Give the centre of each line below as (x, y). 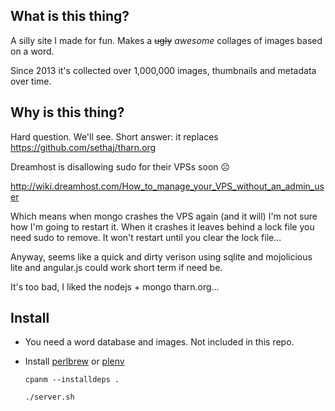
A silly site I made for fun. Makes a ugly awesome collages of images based (166, 40)
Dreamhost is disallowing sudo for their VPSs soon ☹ (120, 166)
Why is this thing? (67, 112)
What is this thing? (70, 16)
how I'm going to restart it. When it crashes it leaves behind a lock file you (162, 226)
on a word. (32, 51)
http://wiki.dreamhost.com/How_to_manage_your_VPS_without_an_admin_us (167, 186)
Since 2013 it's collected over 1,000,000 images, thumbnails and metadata (163, 70)
